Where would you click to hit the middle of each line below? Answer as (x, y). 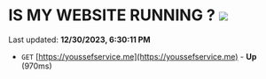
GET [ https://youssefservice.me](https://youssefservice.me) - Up (139, 56)
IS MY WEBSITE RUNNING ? (112, 15)
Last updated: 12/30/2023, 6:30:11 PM (80, 39)
